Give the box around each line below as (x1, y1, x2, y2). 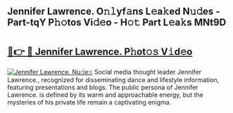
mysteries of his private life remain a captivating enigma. (7, 98, 172, 106)
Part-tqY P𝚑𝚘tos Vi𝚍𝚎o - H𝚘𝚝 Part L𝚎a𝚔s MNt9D (7, 17, 227, 29)
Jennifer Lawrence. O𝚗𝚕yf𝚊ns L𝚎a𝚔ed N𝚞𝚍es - (7, 6, 220, 18)
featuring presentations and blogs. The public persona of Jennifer (7, 84, 199, 91)
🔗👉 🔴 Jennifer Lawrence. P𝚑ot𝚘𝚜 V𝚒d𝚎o (7, 46, 193, 58)
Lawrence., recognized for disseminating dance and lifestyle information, (7, 76, 220, 84)
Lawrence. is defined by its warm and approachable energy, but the (7, 91, 204, 99)
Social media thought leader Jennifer (94, 68, 202, 76)
